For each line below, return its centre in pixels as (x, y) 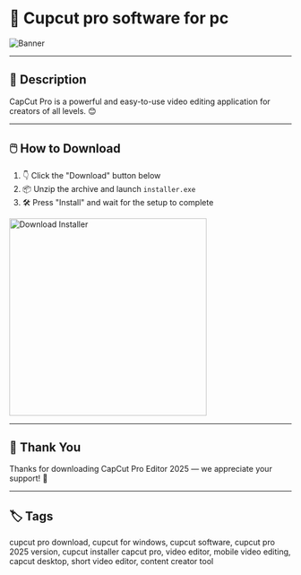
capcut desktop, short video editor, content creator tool (112, 562)
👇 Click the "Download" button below (91, 175)
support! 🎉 (29, 478)
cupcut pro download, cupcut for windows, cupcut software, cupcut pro (142, 543)
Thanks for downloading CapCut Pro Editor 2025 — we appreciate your (141, 469)
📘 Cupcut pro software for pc (119, 18)
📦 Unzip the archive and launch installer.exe (109, 188)
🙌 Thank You (45, 447)
